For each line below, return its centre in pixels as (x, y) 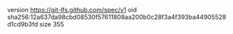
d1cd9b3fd (23, 24)
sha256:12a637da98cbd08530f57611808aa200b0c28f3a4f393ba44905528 (117, 17)
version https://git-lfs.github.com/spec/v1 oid (72, 10)
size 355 (52, 24)
